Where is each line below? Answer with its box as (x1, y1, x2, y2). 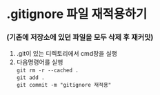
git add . (16, 74, 46, 81)
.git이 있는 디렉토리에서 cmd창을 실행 (16, 50, 118, 58)
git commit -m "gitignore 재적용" (16, 82, 112, 89)
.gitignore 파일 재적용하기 (6, 6, 148, 22)
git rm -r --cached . (16, 67, 79, 74)
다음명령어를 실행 (16, 58, 63, 66)
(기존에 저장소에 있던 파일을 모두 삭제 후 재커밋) (6, 32, 154, 42)
